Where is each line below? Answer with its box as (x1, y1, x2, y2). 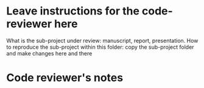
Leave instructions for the (6, 4, 140, 18)
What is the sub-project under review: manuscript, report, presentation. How (6, 37, 199, 44)
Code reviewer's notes (6, 71, 124, 85)
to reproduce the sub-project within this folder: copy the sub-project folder (6, 43, 194, 51)
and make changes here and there (6, 49, 93, 57)
